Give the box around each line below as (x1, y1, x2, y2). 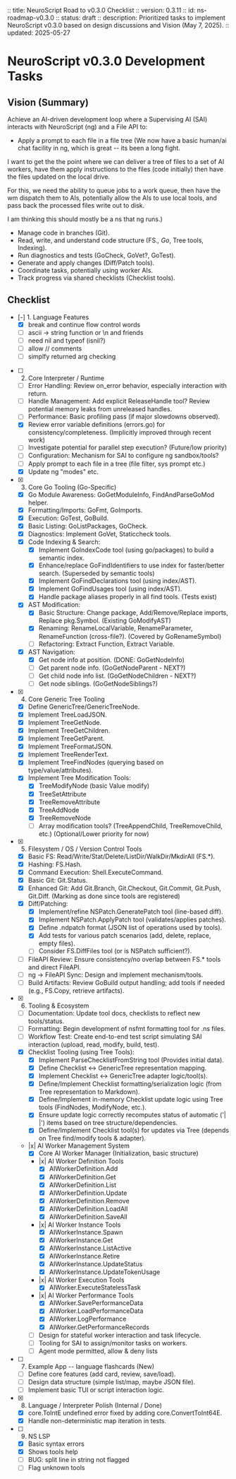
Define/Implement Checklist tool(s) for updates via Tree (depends (38, 1126, 230, 1135)
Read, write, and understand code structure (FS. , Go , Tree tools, (17, 236, 204, 244)
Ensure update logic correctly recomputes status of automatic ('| (38, 1111, 227, 1119)
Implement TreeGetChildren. (27, 726, 111, 735)
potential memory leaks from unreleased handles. (27, 405, 173, 413)
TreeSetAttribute (38, 789, 87, 798)
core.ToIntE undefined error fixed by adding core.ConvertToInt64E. (27, 1408, 223, 1417)
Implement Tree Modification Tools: (27, 774, 132, 782)
